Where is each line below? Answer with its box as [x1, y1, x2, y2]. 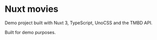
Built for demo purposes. [4, 29, 56, 35]
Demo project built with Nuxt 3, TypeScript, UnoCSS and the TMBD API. [4, 20, 153, 26]
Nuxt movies [4, 3, 58, 15]
